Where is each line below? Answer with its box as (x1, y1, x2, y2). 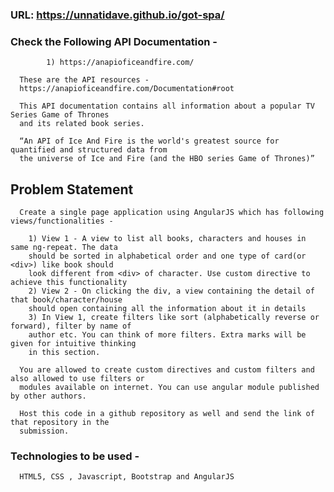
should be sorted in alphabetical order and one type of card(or (28, 251, 307, 262)
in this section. (28, 348, 101, 358)
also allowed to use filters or (10, 374, 145, 384)
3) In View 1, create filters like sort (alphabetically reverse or (28, 313, 320, 323)
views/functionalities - (10, 216, 114, 227)
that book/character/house (10, 295, 123, 305)
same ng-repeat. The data (10, 243, 118, 253)
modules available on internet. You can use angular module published (19, 383, 320, 393)
